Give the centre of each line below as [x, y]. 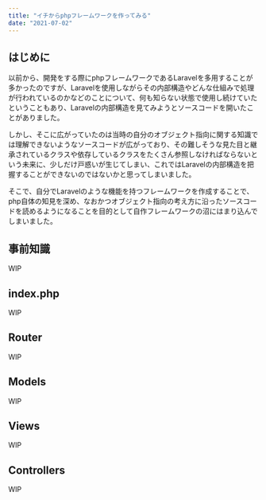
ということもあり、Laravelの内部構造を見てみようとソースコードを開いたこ [131, 107]
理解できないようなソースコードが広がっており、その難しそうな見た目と [133, 145]
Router [25, 338]
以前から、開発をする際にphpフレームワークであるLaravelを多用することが [131, 78]
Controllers [37, 470]
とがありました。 [36, 118]
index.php [34, 293]
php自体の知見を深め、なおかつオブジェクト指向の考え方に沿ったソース [126, 201]
